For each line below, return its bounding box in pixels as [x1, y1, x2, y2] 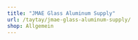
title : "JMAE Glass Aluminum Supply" [7, 9, 116, 17]
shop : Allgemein [7, 22, 54, 29]
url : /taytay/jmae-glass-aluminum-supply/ [7, 16, 131, 23]
